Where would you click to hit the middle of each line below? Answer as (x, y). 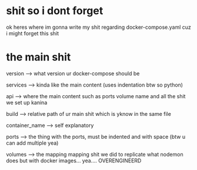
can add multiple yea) (32, 143)
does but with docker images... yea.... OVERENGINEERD (74, 161)
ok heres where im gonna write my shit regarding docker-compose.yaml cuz (98, 27)
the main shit (39, 57)
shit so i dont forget (55, 11)
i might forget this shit (33, 33)
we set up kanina (27, 102)
